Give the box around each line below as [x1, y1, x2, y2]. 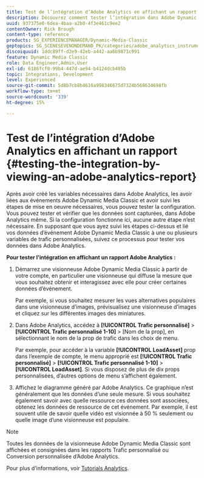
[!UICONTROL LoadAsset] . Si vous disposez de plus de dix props [15, 365, 180, 373]
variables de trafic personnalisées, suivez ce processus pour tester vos [6, 235, 185, 242]
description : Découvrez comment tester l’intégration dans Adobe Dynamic [6, 15, 197, 21]
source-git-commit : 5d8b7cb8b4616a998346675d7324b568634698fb [6, 83, 167, 89]
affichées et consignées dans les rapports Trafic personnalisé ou [6, 446, 169, 454]
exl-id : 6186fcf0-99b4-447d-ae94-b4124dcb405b [6, 65, 126, 72]
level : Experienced [6, 77, 56, 83]
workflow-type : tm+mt [6, 88, 61, 94]
